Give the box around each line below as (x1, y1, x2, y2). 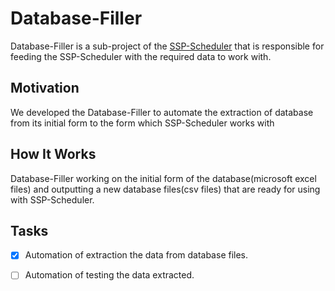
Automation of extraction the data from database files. (24, 249, 249, 261)
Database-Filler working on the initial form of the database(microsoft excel (10, 172, 317, 184)
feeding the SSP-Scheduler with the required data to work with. (10, 50, 272, 62)
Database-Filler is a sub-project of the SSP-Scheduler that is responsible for (10, 40, 325, 52)
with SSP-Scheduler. (10, 193, 95, 206)
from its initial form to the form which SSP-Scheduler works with (10, 117, 275, 129)
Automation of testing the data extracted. (24, 269, 195, 281)
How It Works (10, 146, 97, 163)
